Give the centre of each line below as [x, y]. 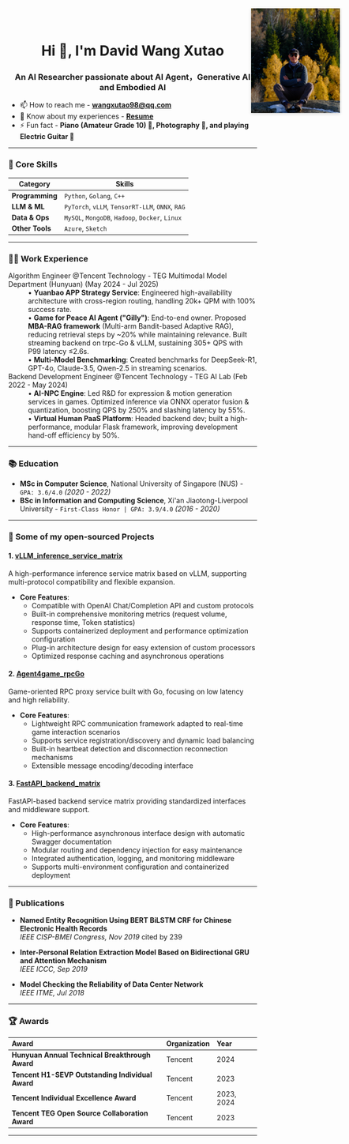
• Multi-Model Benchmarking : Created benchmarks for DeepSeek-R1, [143, 360]
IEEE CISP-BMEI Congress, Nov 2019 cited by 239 [101, 937]
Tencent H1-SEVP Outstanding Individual [82, 1074]
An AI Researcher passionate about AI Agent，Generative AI [133, 77]
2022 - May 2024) [38, 385]
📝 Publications [36, 903]
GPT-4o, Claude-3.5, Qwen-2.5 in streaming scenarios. [118, 368]
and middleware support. [49, 809]
